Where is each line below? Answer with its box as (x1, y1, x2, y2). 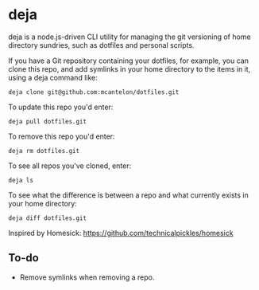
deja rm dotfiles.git (8, 147, 80, 155)
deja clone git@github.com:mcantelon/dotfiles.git (8, 88, 180, 96)
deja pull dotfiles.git (8, 117, 87, 125)
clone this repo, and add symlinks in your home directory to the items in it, (8, 64, 251, 73)
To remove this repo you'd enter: (8, 131, 115, 141)
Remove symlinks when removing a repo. (19, 272, 155, 282)
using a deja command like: (8, 72, 98, 82)
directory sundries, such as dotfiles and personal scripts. (8, 40, 195, 49)
